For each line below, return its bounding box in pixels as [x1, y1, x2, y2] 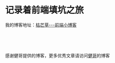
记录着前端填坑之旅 [5, 4, 84, 16]
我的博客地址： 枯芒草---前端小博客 [5, 22, 77, 28]
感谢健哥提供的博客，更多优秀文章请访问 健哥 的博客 [5, 53, 110, 59]
